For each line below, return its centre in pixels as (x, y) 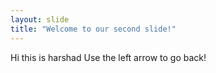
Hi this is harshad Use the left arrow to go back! (108, 57)
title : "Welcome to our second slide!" (93, 29)
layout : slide (40, 19)
